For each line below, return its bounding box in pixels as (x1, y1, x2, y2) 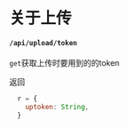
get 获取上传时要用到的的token (9, 58, 120, 68)
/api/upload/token (9, 38, 77, 47)
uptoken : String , (25, 103, 90, 112)
